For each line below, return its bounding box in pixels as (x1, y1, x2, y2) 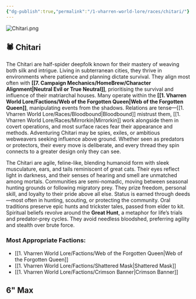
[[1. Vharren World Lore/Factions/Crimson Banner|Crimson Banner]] (14, 268, 178, 276)
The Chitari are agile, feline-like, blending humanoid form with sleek (6, 159, 170, 167)
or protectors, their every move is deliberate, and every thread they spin (6, 142, 180, 149)
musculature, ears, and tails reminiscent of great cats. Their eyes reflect (6, 165, 180, 173)
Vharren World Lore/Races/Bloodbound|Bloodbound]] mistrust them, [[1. (6, 111, 181, 118)
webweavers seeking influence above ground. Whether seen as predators (6, 135, 184, 142)
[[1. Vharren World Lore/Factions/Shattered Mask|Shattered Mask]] (14, 262, 177, 269)
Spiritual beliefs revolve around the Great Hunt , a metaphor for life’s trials (6, 209, 183, 216)
